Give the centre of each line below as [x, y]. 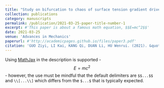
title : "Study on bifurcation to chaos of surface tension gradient [76, 9]
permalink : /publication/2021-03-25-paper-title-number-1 [65, 23]
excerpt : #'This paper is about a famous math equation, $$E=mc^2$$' [77, 28]
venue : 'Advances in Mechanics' [38, 37]
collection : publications [31, 14]
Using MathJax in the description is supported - [53, 59]
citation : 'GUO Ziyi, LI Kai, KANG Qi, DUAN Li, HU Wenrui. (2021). [76, 46]
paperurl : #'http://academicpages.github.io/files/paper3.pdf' [71, 41]
